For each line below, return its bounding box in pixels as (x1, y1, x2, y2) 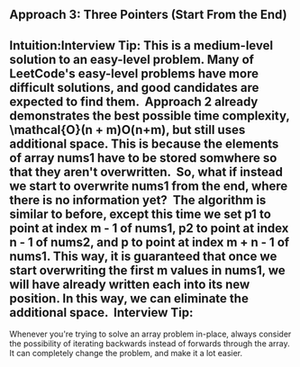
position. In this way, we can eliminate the (9, 291, 250, 306)
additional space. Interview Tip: (9, 305, 194, 320)
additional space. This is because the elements (9, 136, 279, 151)
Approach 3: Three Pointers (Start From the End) (9, 7, 287, 22)
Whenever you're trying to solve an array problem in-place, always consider (9, 328, 292, 340)
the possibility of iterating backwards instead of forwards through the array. (9, 338, 290, 349)
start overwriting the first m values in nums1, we (9, 263, 286, 278)
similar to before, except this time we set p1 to (9, 206, 272, 221)
